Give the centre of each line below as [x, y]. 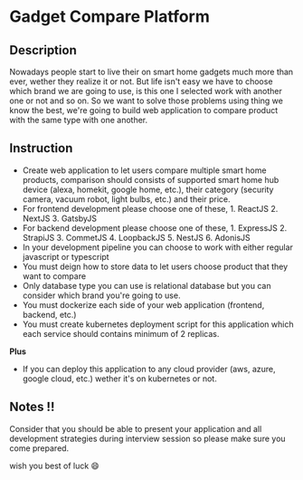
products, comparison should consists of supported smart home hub [151, 179]
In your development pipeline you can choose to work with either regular [158, 247]
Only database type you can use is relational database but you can [147, 285]
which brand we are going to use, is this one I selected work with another [146, 91]
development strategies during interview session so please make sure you [148, 438]
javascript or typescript [66, 256]
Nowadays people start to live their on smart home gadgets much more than [151, 72]
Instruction [41, 148]
